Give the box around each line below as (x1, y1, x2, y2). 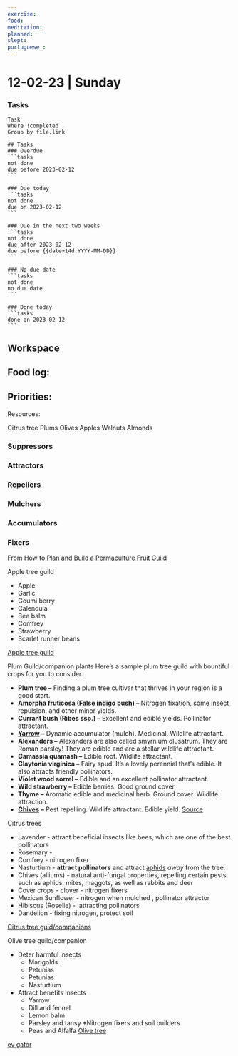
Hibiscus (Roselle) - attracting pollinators (17, 901, 140, 909)
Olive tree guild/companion (7, 936, 87, 944)
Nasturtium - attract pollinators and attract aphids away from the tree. (17, 863, 226, 872)
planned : (7, 30, 33, 38)
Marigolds (28, 957, 58, 966)
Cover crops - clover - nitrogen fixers (17, 886, 128, 894)
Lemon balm (28, 1011, 66, 1020)
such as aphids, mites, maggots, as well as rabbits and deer (17, 878, 194, 887)
